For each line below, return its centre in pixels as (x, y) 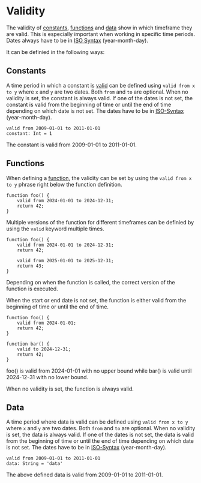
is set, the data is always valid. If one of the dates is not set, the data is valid (100, 435)
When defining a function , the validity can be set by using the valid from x (99, 178)
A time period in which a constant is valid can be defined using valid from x (101, 85)
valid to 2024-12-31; (44, 349)
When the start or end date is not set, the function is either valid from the (96, 300)
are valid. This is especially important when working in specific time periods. (101, 34)
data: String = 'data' (34, 464)
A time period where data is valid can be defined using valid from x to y (97, 422)
